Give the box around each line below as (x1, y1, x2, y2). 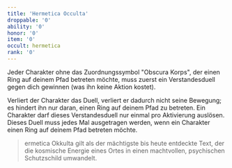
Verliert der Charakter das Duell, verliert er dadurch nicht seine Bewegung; (7, 96, 222, 104)
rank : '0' (7, 49, 36, 56)
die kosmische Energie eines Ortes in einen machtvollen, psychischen (24, 146, 225, 155)
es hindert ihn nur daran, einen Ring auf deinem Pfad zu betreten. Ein (7, 103, 206, 112)
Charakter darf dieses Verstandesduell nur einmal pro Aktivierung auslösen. (7, 110, 225, 119)
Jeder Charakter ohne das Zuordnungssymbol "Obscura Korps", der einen (7, 67, 221, 76)
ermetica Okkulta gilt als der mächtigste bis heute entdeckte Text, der (24, 139, 225, 147)
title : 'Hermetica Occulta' (7, 10, 89, 17)
